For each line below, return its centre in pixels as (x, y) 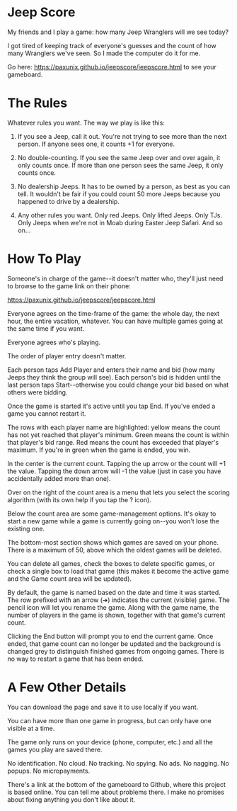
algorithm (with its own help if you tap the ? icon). (80, 499)
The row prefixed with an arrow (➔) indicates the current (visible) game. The (118, 600)
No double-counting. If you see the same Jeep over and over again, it (119, 157)
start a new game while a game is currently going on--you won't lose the (113, 521)
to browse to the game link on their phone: (69, 286)
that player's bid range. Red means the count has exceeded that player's (113, 442)
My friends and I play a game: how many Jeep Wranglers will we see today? (118, 32)
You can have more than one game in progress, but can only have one (110, 720)
